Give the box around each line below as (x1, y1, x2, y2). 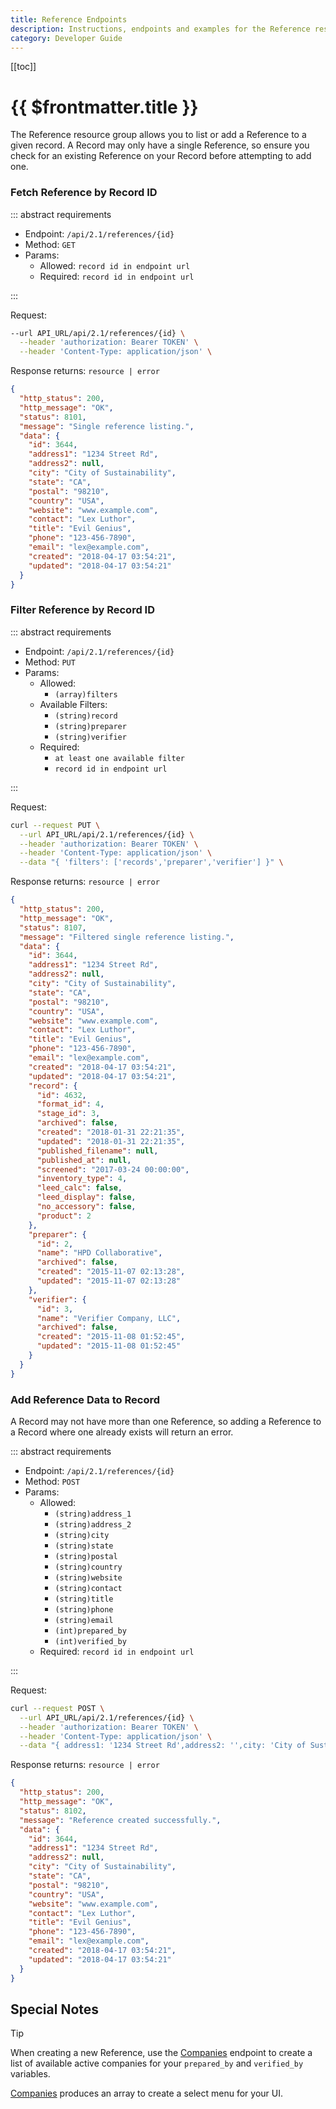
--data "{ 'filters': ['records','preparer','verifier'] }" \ (19, 857, 284, 868)
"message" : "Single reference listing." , (19, 421, 195, 431)
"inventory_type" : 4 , (36, 1174, 128, 1184)
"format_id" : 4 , (36, 1099, 105, 1110)
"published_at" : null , (36, 1155, 132, 1165)
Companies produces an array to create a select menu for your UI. (10, 2087, 284, 2100)
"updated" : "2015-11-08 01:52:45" (36, 1341, 182, 1351)
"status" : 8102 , (19, 1806, 87, 1816)
